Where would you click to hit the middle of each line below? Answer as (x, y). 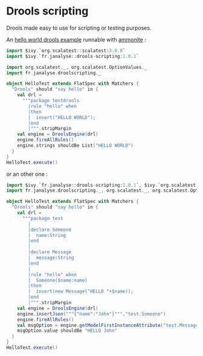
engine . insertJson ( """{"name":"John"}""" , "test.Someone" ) (92, 314)
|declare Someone (50, 230)
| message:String (51, 258)
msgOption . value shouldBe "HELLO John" (67, 331)
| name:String (47, 235)
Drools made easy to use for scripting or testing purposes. (79, 28)
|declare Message (50, 252)
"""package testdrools (51, 101)
